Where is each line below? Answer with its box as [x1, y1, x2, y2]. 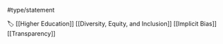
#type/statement [7, 6, 55, 14]
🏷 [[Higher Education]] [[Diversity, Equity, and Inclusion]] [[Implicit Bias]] [7, 20, 217, 27]
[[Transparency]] [7, 30, 56, 37]
